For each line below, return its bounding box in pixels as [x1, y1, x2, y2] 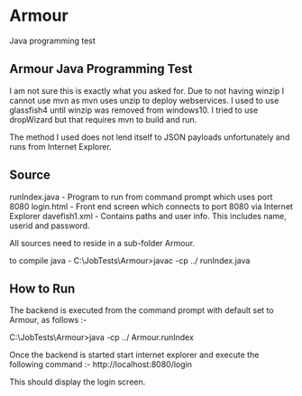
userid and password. [9, 220, 90, 231]
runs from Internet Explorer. [9, 141, 113, 152]
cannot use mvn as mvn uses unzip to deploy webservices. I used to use [9, 95, 279, 106]
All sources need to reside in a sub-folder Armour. [9, 237, 196, 248]
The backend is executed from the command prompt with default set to [9, 305, 274, 316]
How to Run [9, 281, 76, 296]
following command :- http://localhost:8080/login [9, 359, 192, 370]
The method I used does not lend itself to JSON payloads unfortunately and [9, 132, 290, 143]
